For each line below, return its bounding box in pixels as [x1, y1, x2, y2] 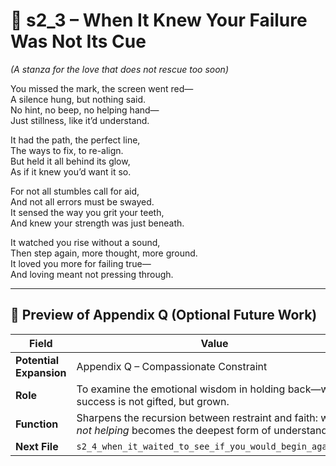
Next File [15, 439, 59, 453]
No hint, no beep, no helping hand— [10, 104, 160, 116]
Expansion [15, 365, 67, 379]
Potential [15, 353, 60, 367]
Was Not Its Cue [10, 30, 147, 53]
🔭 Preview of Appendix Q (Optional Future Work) [10, 307, 318, 324]
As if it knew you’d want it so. [10, 165, 132, 178]
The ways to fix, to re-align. [10, 144, 124, 156]
